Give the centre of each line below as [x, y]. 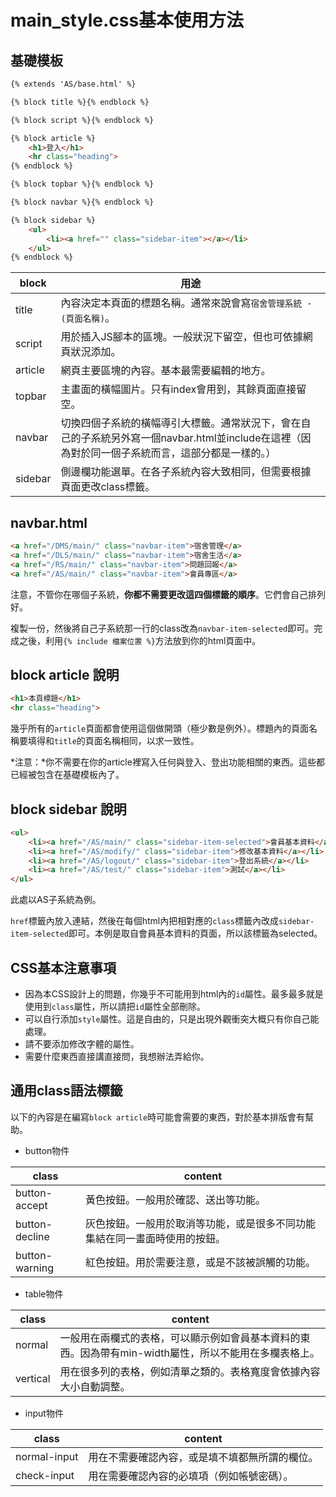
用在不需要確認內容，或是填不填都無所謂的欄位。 [203, 1457]
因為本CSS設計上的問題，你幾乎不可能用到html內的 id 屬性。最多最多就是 [174, 994]
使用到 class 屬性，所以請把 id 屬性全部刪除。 [115, 1006]
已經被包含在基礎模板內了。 [67, 775]
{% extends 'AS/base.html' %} [73, 84]
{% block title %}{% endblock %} [80, 102]
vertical [33, 1378]
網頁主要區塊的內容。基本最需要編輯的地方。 [166, 371]
